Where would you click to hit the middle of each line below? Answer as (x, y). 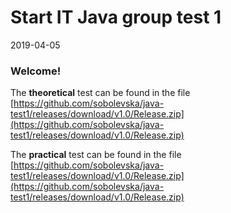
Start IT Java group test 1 (116, 17)
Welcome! (36, 71)
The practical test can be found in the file (96, 155)
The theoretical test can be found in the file (100, 93)
